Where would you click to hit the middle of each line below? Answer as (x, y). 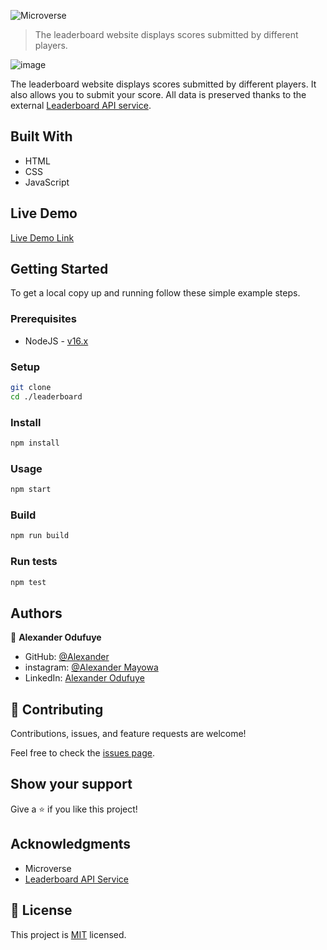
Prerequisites (43, 319)
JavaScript (47, 182)
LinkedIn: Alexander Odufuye (84, 678)
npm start (31, 490)
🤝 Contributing (57, 709)
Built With (41, 136)
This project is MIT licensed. (68, 934)
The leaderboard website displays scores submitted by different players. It (163, 84)
